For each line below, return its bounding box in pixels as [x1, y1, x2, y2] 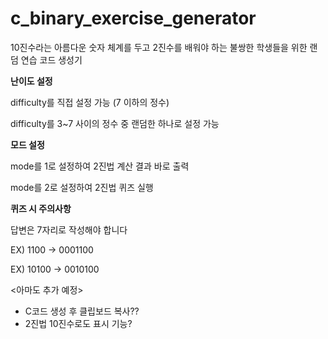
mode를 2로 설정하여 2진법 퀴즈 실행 [10, 181, 154, 193]
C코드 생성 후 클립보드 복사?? [24, 305, 140, 317]
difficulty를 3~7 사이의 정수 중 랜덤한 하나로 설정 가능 [10, 117, 220, 129]
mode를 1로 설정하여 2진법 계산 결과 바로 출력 [10, 160, 190, 172]
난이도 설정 [10, 75, 53, 87]
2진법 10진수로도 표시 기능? [24, 317, 133, 329]
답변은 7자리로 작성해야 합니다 [10, 223, 128, 236]
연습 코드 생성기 [20, 53, 83, 66]
